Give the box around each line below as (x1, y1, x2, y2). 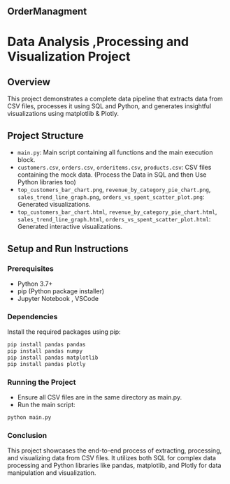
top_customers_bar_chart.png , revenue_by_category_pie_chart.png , (17, 185, 211, 194)
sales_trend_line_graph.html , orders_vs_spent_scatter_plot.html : (17, 215, 211, 223)
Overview (7, 76, 51, 88)
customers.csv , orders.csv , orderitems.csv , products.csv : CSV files (17, 163, 212, 172)
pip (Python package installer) (17, 286, 105, 295)
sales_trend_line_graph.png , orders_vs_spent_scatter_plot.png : (17, 193, 205, 201)
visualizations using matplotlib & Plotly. (7, 110, 119, 118)
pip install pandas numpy (7, 348, 82, 355)
